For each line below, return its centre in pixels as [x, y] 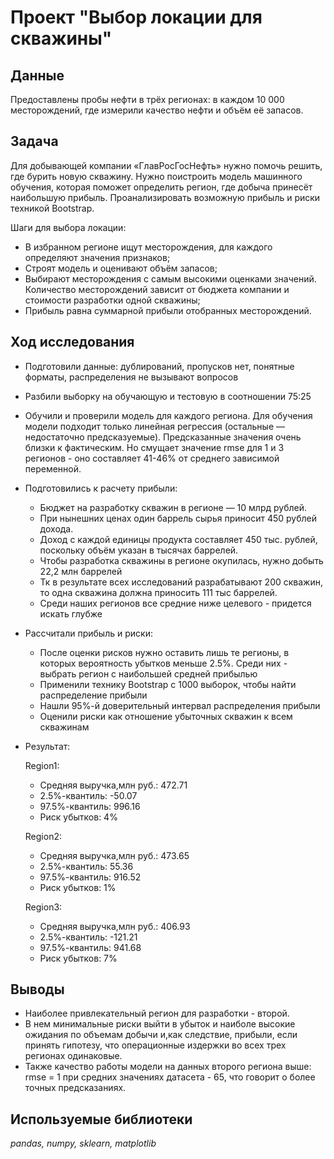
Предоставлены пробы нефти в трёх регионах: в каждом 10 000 [147, 99]
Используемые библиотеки [101, 1119]
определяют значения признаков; [97, 257]
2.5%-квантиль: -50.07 [88, 795]
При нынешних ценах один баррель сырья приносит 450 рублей [178, 518]
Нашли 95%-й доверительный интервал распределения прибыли [180, 705]
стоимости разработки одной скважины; [112, 300]
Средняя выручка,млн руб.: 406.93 [115, 926]
